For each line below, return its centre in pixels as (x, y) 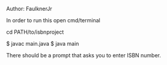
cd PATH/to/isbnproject (35, 32)
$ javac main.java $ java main (43, 44)
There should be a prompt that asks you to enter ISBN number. (83, 55)
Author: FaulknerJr (29, 9)
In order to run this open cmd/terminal (53, 20)
